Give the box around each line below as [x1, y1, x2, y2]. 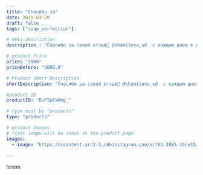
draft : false [6, 20, 39, 26]
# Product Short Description [6, 75, 80, 81]
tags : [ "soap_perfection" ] [6, 25, 74, 32]
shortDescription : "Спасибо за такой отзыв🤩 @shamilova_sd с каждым [6, 81, 185, 87]
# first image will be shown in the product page [6, 130, 134, 136]
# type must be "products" [6, 108, 74, 115]
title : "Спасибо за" [6, 8, 59, 15]
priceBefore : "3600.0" [6, 64, 63, 70]
